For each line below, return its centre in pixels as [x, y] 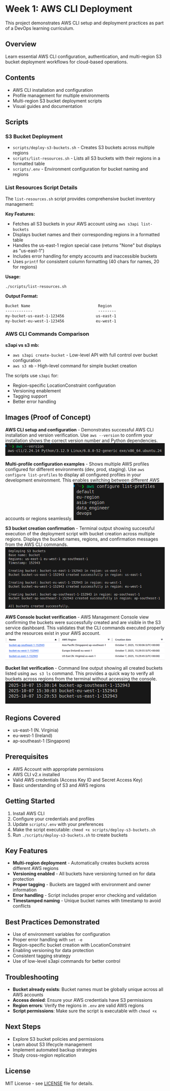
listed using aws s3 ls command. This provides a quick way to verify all [80, 674]
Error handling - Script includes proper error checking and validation [84, 895]
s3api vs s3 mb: [22, 345]
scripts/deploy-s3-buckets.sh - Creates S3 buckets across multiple [83, 148]
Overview [21, 44]
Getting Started [30, 801]
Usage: [13, 276]
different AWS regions [36, 868]
